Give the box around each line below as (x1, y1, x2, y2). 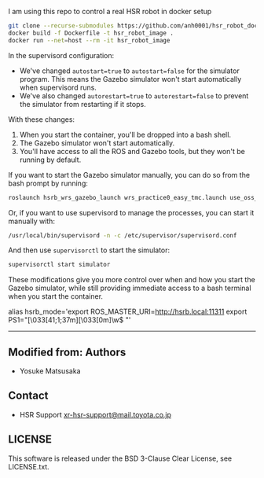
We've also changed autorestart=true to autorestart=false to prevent (19, 90, 249, 101)
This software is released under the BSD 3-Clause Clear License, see (8, 454, 233, 463)
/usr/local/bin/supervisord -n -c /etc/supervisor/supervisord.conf (8, 231, 237, 239)
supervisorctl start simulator (8, 261, 111, 269)
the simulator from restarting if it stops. (19, 99, 147, 108)
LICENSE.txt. (8, 461, 49, 471)
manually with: (8, 216, 55, 226)
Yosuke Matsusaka (19, 366, 81, 376)
